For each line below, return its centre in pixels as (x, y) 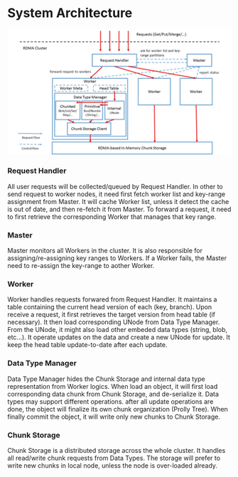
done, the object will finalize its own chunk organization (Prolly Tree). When (118, 409)
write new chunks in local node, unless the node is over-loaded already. (113, 465)
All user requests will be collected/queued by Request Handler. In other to (115, 186)
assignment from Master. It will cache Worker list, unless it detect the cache (118, 201)
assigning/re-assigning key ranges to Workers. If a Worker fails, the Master (117, 258)
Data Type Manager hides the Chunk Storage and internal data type (106, 379)
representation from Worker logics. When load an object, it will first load (113, 386)
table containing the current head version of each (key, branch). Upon (110, 307)
